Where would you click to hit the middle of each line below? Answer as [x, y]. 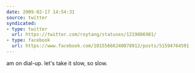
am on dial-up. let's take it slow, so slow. [57, 63]
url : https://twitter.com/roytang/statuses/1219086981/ [84, 35]
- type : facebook [28, 40]
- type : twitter [27, 29]
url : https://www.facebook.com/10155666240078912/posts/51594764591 [101, 46]
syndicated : [21, 23]
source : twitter [27, 18]
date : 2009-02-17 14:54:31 [41, 12]
